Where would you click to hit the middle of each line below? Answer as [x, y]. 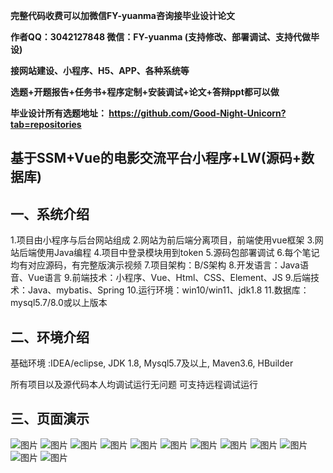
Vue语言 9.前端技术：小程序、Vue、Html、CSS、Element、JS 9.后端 [169, 278]
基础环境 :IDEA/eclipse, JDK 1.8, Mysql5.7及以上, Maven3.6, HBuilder [152, 363]
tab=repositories [46, 124]
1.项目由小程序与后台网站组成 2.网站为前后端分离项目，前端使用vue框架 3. [162, 240]
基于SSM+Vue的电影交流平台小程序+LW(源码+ [156, 158]
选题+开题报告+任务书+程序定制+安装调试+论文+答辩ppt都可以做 [145, 92]
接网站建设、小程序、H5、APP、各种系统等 [100, 70]
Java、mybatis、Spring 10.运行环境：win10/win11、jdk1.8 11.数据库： [168, 290]
